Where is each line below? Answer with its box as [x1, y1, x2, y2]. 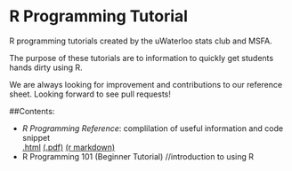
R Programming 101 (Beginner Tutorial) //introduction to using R [21, 151, 255, 161]
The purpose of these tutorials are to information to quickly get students [9, 52, 274, 63]
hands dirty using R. [9, 62, 83, 73]
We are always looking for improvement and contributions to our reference [9, 79, 283, 89]
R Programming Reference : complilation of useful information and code [21, 122, 283, 134]
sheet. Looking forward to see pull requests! [9, 89, 171, 99]
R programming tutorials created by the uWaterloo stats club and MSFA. [9, 35, 273, 46]
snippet [21, 132, 51, 143]
